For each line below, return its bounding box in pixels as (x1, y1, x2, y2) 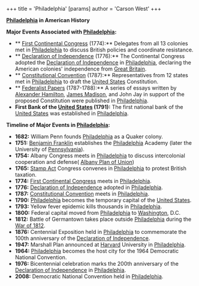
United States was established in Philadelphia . (14, 110, 129, 117)
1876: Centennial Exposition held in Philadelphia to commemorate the (14, 229, 187, 235)
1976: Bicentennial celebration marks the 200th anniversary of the (14, 260, 179, 267)
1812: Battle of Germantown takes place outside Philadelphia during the (14, 215, 192, 223)
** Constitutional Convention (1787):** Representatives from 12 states (14, 72, 189, 78)
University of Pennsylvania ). (14, 146, 85, 153)
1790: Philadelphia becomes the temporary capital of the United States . (14, 197, 192, 203)
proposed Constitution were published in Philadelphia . (14, 97, 149, 104)
